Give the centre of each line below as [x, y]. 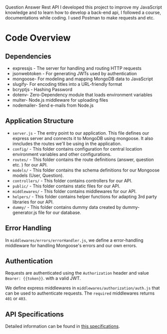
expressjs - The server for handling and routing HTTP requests [77, 68]
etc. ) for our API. [30, 165]
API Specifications [34, 314]
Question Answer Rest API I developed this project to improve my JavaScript [83, 7]
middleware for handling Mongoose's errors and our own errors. [71, 245]
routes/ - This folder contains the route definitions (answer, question [83, 160]
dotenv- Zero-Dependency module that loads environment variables [82, 95]
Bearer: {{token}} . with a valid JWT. [43, 278]
